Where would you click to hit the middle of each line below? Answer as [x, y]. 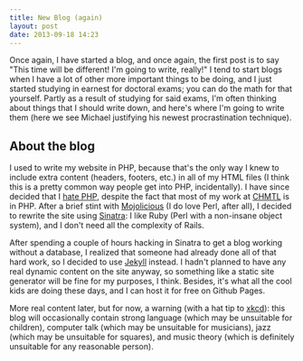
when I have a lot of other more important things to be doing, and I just [141, 79]
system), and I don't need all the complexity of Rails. [107, 226]
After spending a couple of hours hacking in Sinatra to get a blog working [146, 243]
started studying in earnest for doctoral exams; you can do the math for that [151, 89]
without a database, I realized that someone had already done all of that [143, 253]
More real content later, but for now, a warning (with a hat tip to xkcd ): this [147, 309]
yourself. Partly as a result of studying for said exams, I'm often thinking [143, 98]
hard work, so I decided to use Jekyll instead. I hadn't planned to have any [148, 262]
